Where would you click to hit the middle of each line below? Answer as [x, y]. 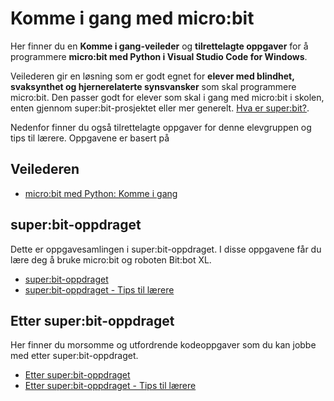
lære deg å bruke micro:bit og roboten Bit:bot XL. [111, 259]
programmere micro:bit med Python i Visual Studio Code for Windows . [159, 56]
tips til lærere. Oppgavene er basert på [90, 138]
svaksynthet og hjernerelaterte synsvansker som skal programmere [153, 86]
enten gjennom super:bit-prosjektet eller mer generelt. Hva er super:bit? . [160, 108]
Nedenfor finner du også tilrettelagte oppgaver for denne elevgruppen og [161, 127]
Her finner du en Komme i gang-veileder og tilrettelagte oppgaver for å [159, 46]
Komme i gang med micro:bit [132, 18]
